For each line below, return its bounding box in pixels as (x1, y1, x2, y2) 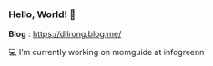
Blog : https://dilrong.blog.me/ (8, 29, 122, 40)
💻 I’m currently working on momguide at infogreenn (8, 47, 205, 58)
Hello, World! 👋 (8, 8, 76, 21)
